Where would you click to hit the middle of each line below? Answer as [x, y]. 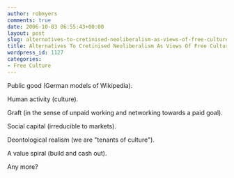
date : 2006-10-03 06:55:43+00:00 [56, 27]
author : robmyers [32, 14]
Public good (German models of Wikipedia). [70, 85]
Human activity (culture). [43, 99]
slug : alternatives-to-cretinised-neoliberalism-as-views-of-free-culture [118, 40]
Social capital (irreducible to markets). [62, 126]
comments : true [29, 20]
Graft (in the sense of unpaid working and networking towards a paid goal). [115, 112]
